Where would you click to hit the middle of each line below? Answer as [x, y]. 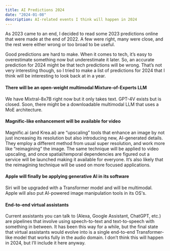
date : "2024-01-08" [26, 15]
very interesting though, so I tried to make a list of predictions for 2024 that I [85, 70]
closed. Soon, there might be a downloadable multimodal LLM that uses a [82, 104]
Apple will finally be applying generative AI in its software [67, 176]
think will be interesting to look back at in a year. [56, 76]
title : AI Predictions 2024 [35, 10]
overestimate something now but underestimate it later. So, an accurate [80, 60]
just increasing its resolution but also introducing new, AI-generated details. [84, 138]
